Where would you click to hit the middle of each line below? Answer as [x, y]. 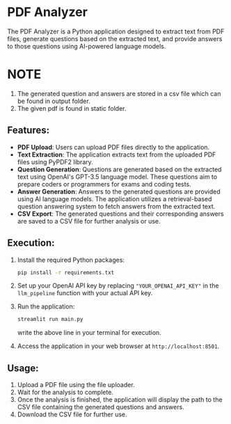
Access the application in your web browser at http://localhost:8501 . [118, 346]
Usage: [23, 368]
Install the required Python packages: [71, 260]
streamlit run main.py [50, 320]
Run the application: [46, 306]
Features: [29, 131]
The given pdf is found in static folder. [72, 108]
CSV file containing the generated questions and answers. [101, 407]
